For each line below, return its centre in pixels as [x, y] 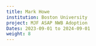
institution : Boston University [47, 17]
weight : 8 [19, 34]
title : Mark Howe [28, 12]
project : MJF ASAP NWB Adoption [47, 23]
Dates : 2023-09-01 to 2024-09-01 [48, 28]
